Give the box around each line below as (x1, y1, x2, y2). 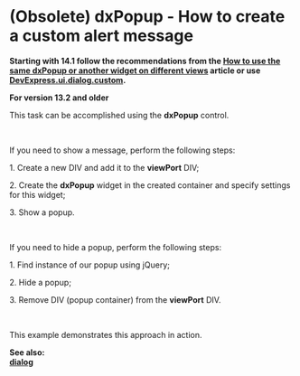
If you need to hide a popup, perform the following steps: (9, 241, 222, 252)
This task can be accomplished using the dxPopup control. (9, 109, 230, 120)
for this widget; (9, 189, 66, 200)
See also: (9, 346, 45, 358)
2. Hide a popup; (9, 277, 72, 287)
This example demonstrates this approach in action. (9, 329, 202, 340)
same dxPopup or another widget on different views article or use (9, 65, 261, 76)
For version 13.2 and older (9, 92, 109, 103)
